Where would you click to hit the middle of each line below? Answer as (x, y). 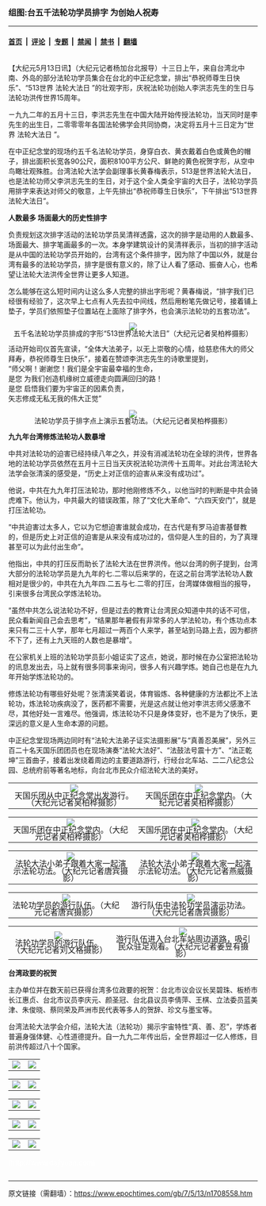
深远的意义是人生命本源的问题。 (60, 723)
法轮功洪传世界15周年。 (46, 98)
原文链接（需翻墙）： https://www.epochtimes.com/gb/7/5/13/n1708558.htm (131, 1193)
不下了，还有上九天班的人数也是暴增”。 (72, 640)
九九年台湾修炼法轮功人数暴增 (57, 436)
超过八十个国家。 (57, 1046)
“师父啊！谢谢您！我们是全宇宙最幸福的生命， (83, 369)
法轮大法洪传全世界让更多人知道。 (77, 274)
